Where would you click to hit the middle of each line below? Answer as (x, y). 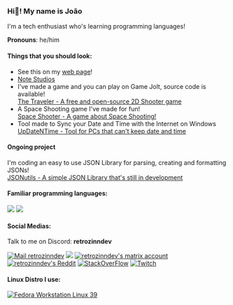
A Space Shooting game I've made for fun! (79, 108)
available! (31, 94)
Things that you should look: (50, 56)
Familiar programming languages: (57, 193)
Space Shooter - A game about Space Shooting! (87, 116)
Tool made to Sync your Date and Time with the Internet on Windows (117, 123)
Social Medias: (29, 226)
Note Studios (36, 79)
